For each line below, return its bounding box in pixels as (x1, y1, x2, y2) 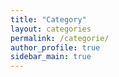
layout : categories (10, 24, 92, 34)
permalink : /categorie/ (10, 33, 110, 43)
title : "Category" (10, 14, 87, 25)
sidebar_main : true (10, 52, 92, 62)
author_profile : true (10, 42, 101, 53)
